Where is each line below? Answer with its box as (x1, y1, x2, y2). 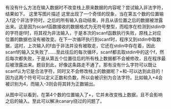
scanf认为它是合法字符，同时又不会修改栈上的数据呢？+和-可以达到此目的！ (5, 68, 165, 74)
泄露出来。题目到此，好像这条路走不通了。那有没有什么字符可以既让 (14, 62, 157, 68)
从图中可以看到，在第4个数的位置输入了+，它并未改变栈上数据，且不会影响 (5, 92, 163, 98)
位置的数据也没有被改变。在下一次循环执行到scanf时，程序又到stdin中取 (5, 36, 157, 42)
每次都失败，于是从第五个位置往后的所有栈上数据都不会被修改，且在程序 (9, 56, 161, 61)
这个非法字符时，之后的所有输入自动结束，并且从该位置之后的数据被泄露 (11, 17, 163, 23)
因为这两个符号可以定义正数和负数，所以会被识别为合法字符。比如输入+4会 (5, 74, 163, 80)
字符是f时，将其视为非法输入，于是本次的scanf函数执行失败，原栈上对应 (9, 30, 162, 36)
